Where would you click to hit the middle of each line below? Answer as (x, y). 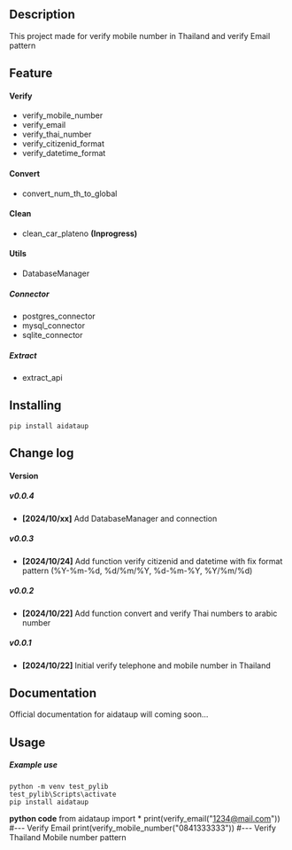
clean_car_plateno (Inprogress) (80, 233)
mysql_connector (54, 325)
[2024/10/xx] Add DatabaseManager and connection (119, 518)
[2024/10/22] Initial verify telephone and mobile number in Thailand (146, 665)
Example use (34, 765)
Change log (42, 453)
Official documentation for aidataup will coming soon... (109, 714)
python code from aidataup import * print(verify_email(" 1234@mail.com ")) (145, 818)
